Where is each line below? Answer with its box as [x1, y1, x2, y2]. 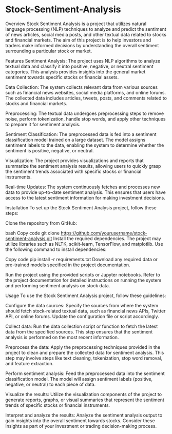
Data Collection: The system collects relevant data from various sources [5, 84, 158, 90]
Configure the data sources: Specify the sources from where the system [5, 302, 158, 308]
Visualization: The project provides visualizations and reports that [5, 157, 144, 164]
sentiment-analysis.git [5, 235, 52, 242]
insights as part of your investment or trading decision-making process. [5, 423, 157, 429]
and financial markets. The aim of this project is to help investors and [5, 37, 151, 43]
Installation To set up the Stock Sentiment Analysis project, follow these [5, 204, 157, 211]
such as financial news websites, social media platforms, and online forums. [5, 89, 166, 95]
